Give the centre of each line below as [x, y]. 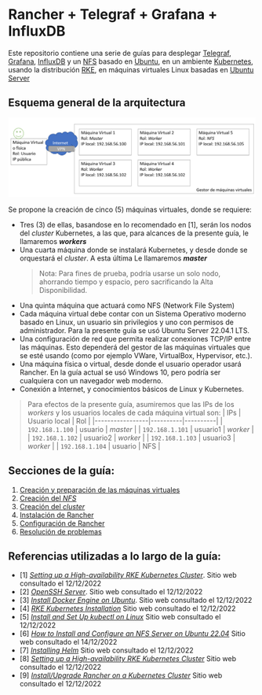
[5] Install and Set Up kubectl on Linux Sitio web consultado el [120, 617]
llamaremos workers [53, 241]
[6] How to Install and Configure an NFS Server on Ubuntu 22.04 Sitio [132, 634]
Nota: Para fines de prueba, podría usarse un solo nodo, [130, 273]
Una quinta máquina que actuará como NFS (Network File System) [127, 305]
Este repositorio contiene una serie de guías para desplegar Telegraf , [120, 53]
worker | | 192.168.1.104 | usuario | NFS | [94, 445]
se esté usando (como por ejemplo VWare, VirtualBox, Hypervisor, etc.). [136, 355]
